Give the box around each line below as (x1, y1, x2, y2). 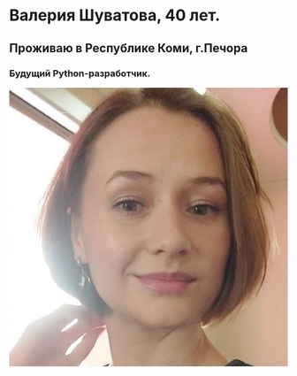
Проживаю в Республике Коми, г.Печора (9, 41, 248, 56)
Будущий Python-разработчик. (9, 67, 151, 80)
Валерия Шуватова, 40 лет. (9, 5, 221, 26)
